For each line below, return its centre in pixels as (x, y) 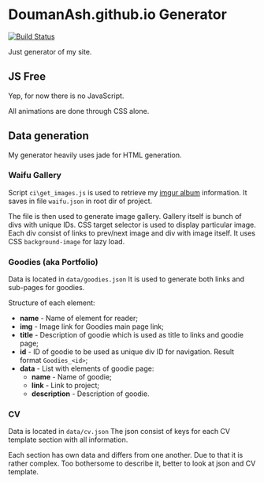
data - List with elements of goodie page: (87, 368)
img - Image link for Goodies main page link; (91, 326)
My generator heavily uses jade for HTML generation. (95, 155)
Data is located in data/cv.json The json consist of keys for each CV (119, 432)
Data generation (48, 136)
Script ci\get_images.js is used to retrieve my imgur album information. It (128, 192)
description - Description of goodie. (90, 394)
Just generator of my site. (50, 51)
